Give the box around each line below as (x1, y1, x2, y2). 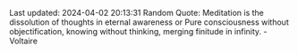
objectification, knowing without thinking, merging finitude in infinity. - (9, 26, 268, 36)
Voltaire (9, 35, 38, 46)
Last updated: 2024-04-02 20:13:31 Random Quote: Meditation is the (9, 8, 264, 18)
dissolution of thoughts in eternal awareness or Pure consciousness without (9, 17, 289, 27)
